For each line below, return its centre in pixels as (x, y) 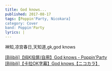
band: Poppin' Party (25, 28)
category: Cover (21, 23)
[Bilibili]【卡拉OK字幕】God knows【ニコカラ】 (52, 63)
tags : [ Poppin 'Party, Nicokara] (38, 19)
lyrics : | (15, 32)
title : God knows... (26, 10)
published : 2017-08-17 (28, 14)
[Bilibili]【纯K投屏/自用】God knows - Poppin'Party (56, 57)
